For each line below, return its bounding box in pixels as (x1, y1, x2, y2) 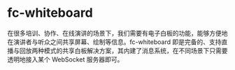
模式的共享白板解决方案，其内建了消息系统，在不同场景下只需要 (43, 46, 228, 55)
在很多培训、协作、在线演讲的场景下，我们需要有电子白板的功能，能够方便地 (7, 29, 228, 37)
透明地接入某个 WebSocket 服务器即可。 (7, 55, 124, 64)
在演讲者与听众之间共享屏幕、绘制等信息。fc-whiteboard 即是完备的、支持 (7, 37, 222, 46)
